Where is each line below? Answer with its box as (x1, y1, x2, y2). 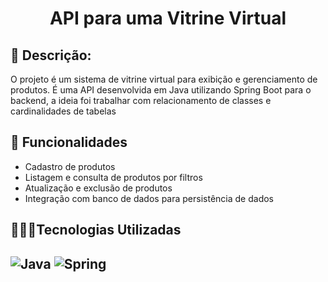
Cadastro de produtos (24, 160, 116, 172)
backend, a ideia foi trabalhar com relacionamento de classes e (10, 95, 272, 106)
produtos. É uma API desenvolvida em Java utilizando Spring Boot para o (10, 84, 312, 96)
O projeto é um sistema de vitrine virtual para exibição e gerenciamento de (10, 73, 318, 85)
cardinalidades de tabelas (10, 105, 117, 117)
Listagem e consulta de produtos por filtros (24, 171, 203, 183)
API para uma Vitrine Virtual (49, 7, 287, 30)
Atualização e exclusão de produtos (24, 182, 173, 194)
